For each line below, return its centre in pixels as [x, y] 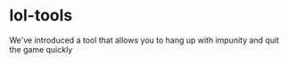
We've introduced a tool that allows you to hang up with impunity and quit [144, 40]
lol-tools [41, 16]
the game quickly [41, 49]
